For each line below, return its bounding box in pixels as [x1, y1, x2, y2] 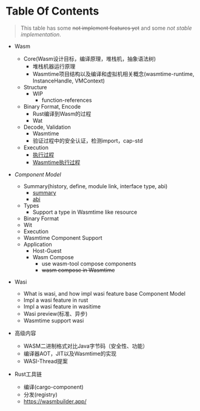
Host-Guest [32, 247, 62, 254]
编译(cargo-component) [23, 383, 84, 390]
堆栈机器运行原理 [32, 63, 76, 70]
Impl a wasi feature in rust [23, 296, 88, 304]
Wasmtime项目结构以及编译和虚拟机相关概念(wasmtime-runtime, [32, 70, 195, 77]
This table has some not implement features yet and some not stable [20, 24, 192, 32]
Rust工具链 [14, 370, 42, 378]
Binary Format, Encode [23, 103, 81, 110]
